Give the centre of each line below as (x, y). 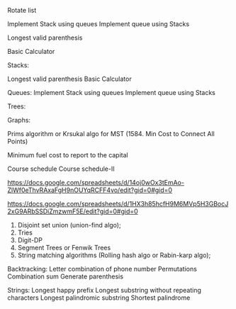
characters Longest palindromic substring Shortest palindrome (99, 298)
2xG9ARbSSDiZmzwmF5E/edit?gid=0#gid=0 (73, 211)
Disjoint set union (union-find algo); (69, 225)
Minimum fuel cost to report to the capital (68, 155)
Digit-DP (30, 240)
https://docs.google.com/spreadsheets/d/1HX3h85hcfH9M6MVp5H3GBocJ (118, 204)
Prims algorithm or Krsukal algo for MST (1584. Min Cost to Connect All (111, 134)
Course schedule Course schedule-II (61, 169)
